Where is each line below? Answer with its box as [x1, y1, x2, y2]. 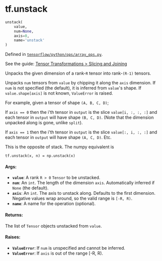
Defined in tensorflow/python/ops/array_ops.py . [5, 52, 103, 57]
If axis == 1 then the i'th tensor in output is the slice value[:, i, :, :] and [5, 129, 158, 135]
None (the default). [12, 185, 49, 191]
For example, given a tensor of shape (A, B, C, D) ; [5, 100, 109, 106]
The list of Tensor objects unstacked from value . [5, 223, 102, 229]
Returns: [5, 212, 23, 218]
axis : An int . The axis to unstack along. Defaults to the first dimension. [12, 190, 156, 196]
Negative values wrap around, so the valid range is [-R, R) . [12, 195, 133, 202]
